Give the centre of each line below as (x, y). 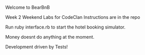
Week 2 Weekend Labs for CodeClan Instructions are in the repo (73, 17)
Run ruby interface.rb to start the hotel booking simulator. (65, 27)
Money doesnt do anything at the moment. (50, 37)
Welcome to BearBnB (27, 7)
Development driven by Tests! (37, 47)
